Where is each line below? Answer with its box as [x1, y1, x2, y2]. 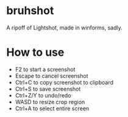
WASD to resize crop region [15, 98, 85, 105]
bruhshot [6, 4, 54, 18]
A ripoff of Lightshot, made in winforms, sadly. [6, 24, 123, 31]
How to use [6, 45, 65, 59]
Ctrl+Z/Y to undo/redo [15, 91, 71, 99]
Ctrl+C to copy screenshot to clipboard [15, 78, 114, 86]
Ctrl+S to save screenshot [15, 85, 81, 92]
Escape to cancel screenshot [15, 72, 88, 80]
